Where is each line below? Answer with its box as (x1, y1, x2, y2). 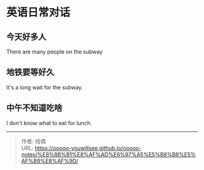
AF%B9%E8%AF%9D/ (21, 157, 78, 165)
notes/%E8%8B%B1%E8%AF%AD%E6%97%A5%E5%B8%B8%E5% (21, 151, 196, 158)
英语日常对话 (6, 5, 71, 19)
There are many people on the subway (6, 48, 103, 55)
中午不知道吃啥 (6, 103, 63, 113)
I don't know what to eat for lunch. (6, 119, 92, 126)
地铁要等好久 (6, 67, 55, 78)
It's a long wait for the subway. (6, 83, 83, 91)
